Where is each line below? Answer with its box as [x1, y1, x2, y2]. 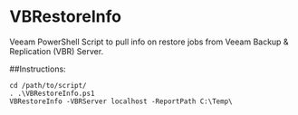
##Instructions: [9, 63, 66, 74]
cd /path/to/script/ [9, 81, 88, 90]
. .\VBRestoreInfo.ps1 [9, 89, 95, 98]
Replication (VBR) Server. [9, 45, 104, 56]
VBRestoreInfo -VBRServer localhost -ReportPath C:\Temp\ [9, 97, 233, 106]
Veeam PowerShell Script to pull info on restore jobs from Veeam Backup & [9, 36, 289, 47]
